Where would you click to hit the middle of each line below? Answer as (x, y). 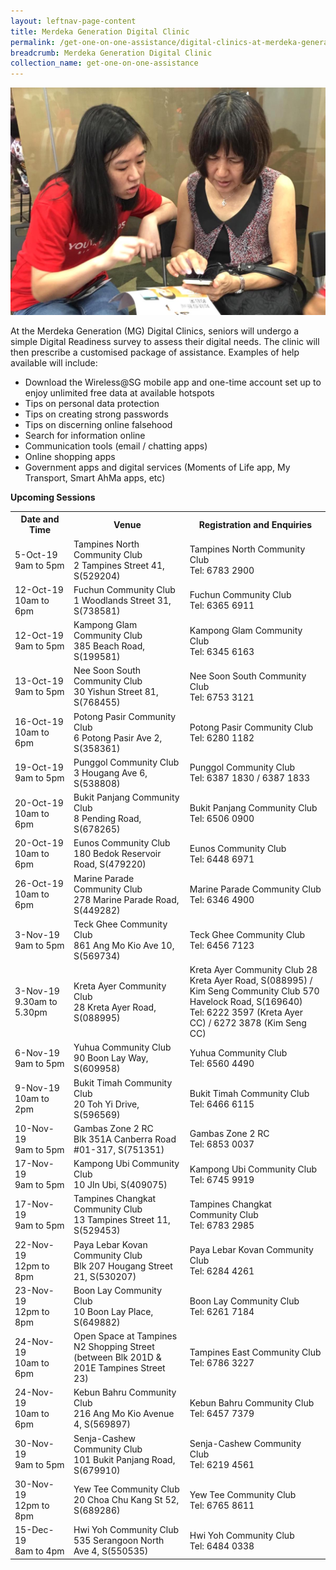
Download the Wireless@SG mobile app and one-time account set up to (173, 382)
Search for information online (85, 435)
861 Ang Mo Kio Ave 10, (124, 945)
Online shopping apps (70, 456)
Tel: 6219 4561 (222, 1465)
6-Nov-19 (37, 1052)
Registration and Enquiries (255, 524)
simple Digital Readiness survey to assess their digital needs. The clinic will (165, 341)
